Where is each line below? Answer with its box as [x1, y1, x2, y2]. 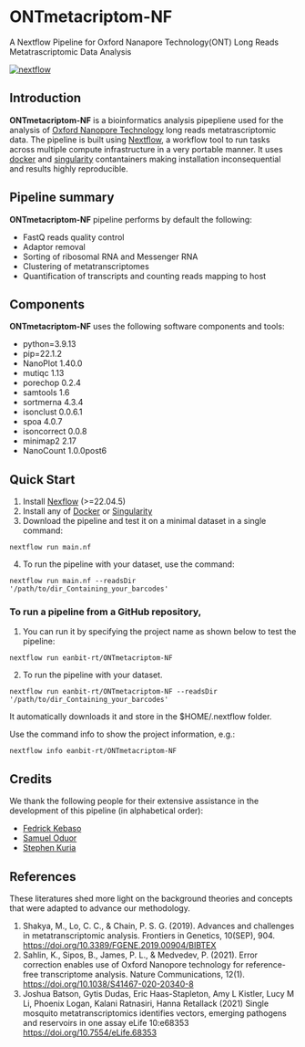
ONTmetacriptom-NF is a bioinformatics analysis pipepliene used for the [9, 114, 284, 125]
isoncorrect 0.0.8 [22, 426, 87, 437]
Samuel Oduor [22, 832, 77, 843]
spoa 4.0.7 [22, 416, 63, 427]
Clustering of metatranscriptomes [22, 260, 150, 271]
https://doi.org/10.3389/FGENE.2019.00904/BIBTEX [22, 940, 217, 951]
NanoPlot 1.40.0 [22, 358, 83, 369]
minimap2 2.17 [22, 435, 77, 446]
